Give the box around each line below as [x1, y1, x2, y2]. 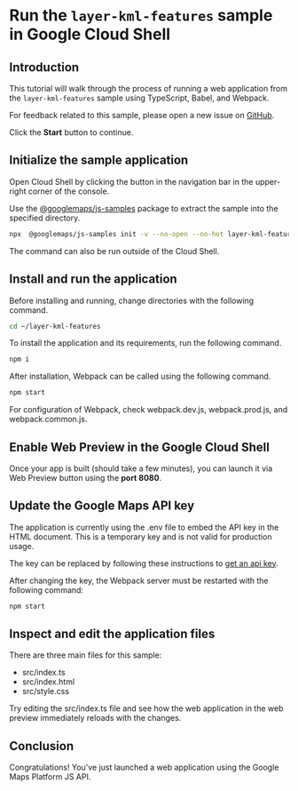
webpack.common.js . [9, 414, 88, 425]
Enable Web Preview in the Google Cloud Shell [9, 439, 271, 454]
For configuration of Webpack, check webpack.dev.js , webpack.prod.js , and [9, 404, 288, 415]
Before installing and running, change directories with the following [9, 295, 255, 306]
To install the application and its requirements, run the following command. [9, 338, 282, 348]
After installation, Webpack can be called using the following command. [9, 371, 271, 382]
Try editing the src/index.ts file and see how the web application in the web [9, 703, 284, 714]
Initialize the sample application [9, 153, 189, 168]
